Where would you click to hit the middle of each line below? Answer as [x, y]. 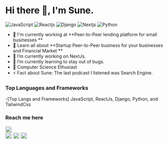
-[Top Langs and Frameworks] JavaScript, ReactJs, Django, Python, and [82, 99]
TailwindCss [18, 105]
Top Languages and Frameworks [47, 88]
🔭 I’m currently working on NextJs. [49, 56]
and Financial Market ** [38, 51]
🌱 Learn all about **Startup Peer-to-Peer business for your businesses [88, 45]
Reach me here [24, 118]
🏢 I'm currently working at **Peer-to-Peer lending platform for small [85, 34]
